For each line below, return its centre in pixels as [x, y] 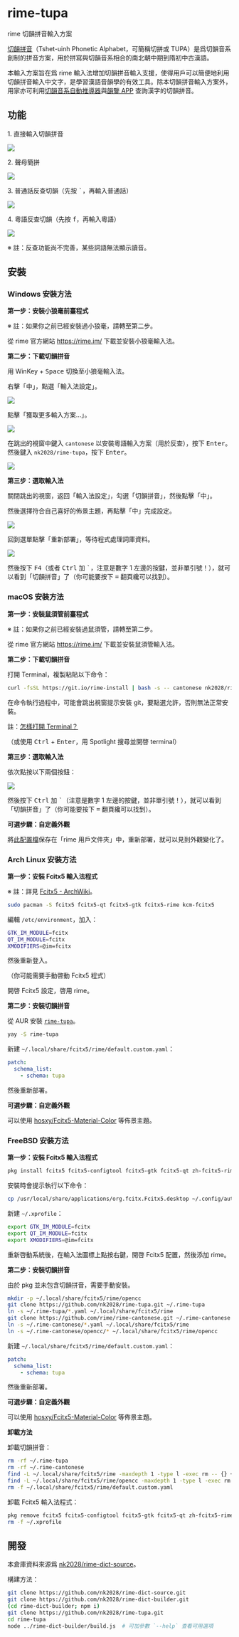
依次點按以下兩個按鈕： [42, 772]
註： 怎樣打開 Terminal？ [43, 726]
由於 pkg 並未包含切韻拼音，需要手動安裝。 [71, 1285]
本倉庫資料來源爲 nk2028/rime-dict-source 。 [74, 1564]
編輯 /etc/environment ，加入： [53, 919]
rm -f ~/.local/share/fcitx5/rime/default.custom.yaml [90, 1487]
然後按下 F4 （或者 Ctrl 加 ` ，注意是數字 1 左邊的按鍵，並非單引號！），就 [116, 568]
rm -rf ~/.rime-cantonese [46, 1468]
